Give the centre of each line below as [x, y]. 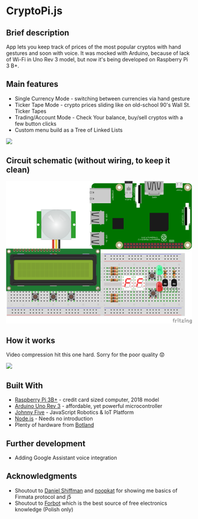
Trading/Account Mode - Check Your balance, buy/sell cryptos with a [99, 117]
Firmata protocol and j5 [43, 497]
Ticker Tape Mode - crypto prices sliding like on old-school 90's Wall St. [102, 105]
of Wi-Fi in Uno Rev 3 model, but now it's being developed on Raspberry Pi [97, 59]
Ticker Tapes [30, 111]
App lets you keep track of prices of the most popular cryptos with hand [94, 47]
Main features [32, 84]
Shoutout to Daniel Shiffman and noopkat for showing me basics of [96, 490]
